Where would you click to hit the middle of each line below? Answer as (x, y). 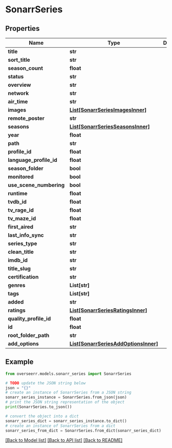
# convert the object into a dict (42, 416)
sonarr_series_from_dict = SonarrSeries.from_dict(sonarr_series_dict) (83, 431)
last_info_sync (26, 235)
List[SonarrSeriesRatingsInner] (108, 310)
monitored (21, 177)
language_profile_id (33, 160)
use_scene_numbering (36, 185)
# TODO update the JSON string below (46, 383)
